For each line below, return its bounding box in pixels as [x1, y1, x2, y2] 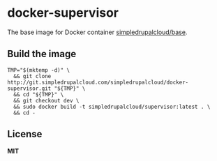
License [7, 128, 43, 140]
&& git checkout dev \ [13, 97, 80, 104]
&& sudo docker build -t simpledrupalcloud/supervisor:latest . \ [13, 103, 211, 110]
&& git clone [13, 72, 52, 79]
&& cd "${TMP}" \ [13, 91, 64, 98]
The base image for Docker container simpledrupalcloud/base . [7, 28, 188, 36]
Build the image [7, 48, 77, 60]
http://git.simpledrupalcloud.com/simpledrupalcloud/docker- [7, 79, 189, 86]
